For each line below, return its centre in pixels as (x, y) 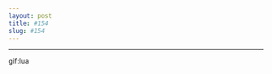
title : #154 (28, 23)
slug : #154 (27, 31)
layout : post (30, 16)
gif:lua (19, 61)
